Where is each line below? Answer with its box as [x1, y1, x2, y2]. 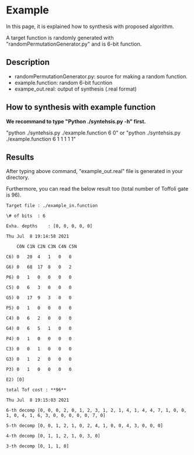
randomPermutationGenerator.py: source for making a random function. [14, 73, 188, 80]
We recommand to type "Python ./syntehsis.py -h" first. [6, 118, 146, 125]
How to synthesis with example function [6, 102, 156, 112]
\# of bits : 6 [6, 213, 46, 219]
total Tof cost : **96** [6, 387, 67, 393]
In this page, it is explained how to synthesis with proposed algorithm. [6, 23, 174, 30]
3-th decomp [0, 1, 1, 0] [6, 443, 69, 449]
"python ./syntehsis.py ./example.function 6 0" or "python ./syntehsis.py [6, 129, 181, 136]
